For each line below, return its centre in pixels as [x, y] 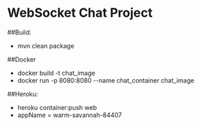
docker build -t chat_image [56, 73]
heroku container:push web [57, 107]
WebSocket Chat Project [80, 13]
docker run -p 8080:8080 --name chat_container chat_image [106, 80]
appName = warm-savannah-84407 [70, 115]
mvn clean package [46, 45]
